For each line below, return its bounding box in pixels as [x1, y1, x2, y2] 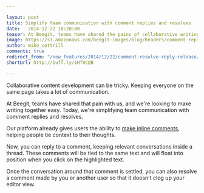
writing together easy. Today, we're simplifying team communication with [6, 106, 189, 113]
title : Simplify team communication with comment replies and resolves [6, 19, 191, 26]
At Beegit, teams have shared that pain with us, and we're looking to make [6, 100, 192, 107]
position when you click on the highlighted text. [6, 156, 124, 163]
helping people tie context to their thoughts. [6, 131, 116, 138]
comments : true [6, 48, 45, 55]
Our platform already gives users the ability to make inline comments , [6, 124, 180, 132]
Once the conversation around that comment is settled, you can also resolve [6, 167, 197, 175]
